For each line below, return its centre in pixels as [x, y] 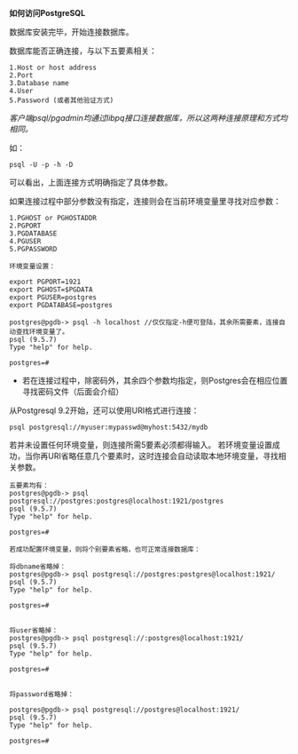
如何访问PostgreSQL [47, 13]
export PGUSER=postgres [53, 298]
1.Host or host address [53, 67]
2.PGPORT [25, 226]
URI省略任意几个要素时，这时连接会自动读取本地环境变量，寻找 [163, 456]
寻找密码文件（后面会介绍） [73, 392]
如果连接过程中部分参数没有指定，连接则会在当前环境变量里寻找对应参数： [145, 201]
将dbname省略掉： [38, 567]
